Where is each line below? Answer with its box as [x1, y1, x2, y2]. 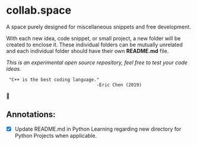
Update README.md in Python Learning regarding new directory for [14, 125, 182, 133]
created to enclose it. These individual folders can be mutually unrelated [6, 41, 183, 48]
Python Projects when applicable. [14, 132, 97, 139]
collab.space [6, 4, 72, 17]
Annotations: [6, 109, 56, 119]
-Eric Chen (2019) [96, 81, 142, 88]
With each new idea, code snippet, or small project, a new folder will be [6, 34, 181, 42]
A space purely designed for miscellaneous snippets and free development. [6, 23, 191, 30]
